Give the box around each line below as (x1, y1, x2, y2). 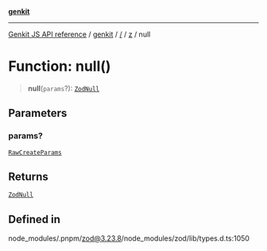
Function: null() (8, 57, 111, 75)
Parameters (8, 106, 68, 120)
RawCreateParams (8, 149, 62, 156)
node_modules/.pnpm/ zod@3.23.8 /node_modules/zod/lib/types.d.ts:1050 (8, 234, 250, 243)
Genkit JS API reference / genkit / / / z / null (8, 29, 151, 39)
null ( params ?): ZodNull (27, 83, 100, 93)
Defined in (8, 212, 61, 226)
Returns (8, 170, 49, 183)
